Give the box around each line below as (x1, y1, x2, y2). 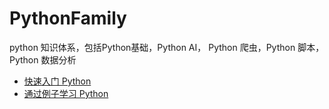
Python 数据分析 (9, 53, 77, 66)
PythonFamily (9, 7, 127, 30)
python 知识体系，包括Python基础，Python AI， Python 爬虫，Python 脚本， (9, 41, 325, 53)
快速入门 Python (23, 75, 92, 87)
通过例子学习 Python (23, 87, 109, 99)
